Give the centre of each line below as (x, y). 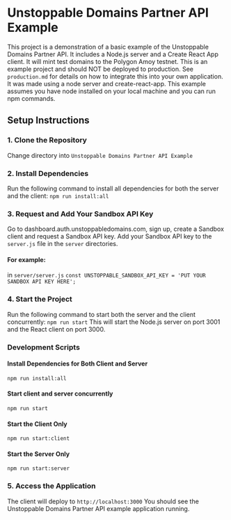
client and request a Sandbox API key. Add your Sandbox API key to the (110, 236)
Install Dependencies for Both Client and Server (78, 364)
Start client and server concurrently (60, 393)
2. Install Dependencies (48, 173)
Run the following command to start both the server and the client (102, 314)
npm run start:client (39, 439)
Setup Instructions (48, 121)
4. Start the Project (40, 299)
